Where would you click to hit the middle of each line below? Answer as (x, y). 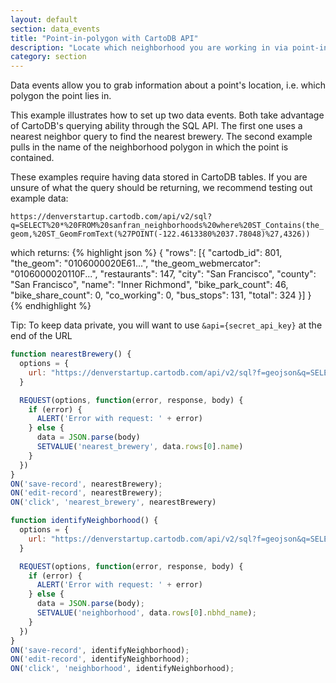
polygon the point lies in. (61, 96)
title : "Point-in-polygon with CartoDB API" (104, 38)
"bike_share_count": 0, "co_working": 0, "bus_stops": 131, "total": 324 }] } (161, 295)
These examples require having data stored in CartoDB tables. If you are (159, 177)
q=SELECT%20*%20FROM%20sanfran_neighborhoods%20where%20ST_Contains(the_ (167, 226)
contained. (32, 158)
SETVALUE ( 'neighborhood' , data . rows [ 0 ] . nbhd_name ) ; (146, 613)
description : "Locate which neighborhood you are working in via (149, 47)
